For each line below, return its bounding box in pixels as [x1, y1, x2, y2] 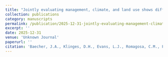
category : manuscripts [5, 16, 52, 21]
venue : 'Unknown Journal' [5, 35, 59, 40]
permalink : [5, 21, 28, 26]
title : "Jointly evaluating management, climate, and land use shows [5, 7, 153, 12]
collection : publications [5, 12, 59, 17]
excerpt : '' [5, 26, 30, 31]
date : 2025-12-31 [5, 30, 41, 35]
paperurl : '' [5, 40, 32, 45]
